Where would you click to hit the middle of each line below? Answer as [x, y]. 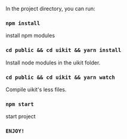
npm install [23, 23]
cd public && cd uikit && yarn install [63, 50]
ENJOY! [15, 131]
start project [21, 116]
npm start [20, 104]
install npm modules [30, 36]
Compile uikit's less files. [36, 89]
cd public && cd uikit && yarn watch [61, 77]
